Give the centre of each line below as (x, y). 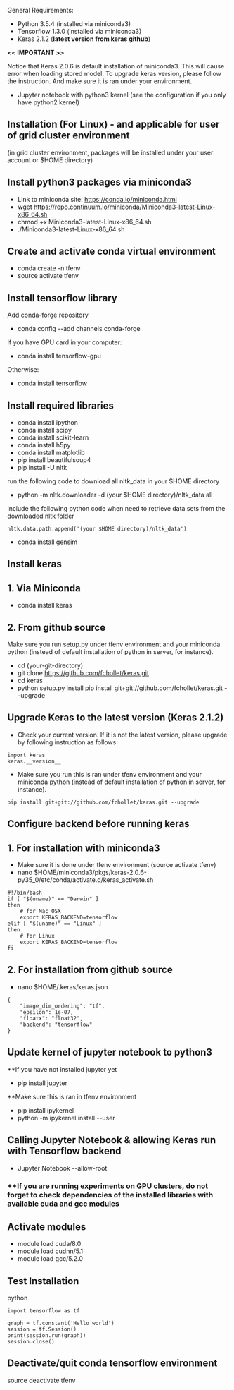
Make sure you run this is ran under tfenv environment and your (110, 774)
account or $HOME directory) (50, 160)
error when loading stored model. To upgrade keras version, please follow (114, 74)
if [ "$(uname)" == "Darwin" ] (53, 899)
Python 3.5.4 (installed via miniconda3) (74, 24)
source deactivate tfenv (41, 1380)
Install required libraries (61, 405)
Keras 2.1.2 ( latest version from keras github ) (84, 39)
